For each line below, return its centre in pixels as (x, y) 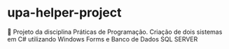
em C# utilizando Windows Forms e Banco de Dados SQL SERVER (103, 39)
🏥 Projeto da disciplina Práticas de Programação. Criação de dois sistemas (115, 32)
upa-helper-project (64, 13)
